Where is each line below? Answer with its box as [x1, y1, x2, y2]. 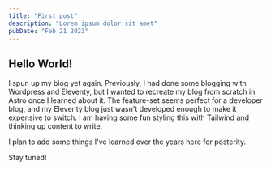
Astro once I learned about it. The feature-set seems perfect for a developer [8, 96, 264, 105]
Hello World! [8, 57, 73, 70]
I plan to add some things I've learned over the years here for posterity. [8, 137, 246, 147]
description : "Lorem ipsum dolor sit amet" [8, 19, 158, 28]
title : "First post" [8, 11, 79, 20]
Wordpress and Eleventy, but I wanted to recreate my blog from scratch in [8, 87, 256, 97]
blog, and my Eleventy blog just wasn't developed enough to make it [8, 104, 237, 114]
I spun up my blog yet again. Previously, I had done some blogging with [8, 79, 247, 88]
